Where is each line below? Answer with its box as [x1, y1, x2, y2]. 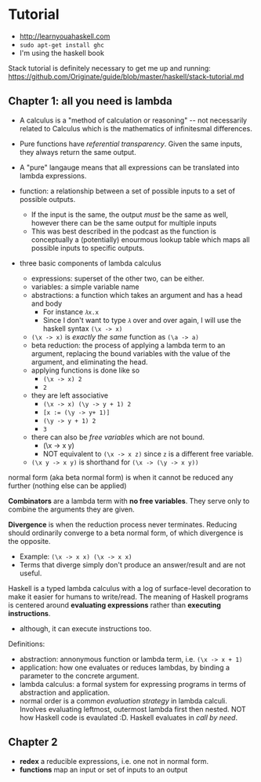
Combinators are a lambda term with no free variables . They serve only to [8, 496, 250, 505]
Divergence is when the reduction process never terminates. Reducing [8, 519, 237, 529]
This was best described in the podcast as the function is [31, 226, 217, 236]
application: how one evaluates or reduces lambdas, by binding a [19, 663, 230, 672]
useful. [19, 568, 42, 578]
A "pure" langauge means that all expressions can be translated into [19, 163, 240, 172]
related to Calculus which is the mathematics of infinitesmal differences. [19, 123, 252, 133]
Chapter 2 [8, 736, 58, 749]
